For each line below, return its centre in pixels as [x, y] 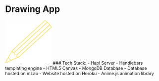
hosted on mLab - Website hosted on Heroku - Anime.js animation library [80, 73]
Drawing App [33, 9]
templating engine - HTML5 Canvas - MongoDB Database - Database [76, 68]
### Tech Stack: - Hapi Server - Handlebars [98, 63]
